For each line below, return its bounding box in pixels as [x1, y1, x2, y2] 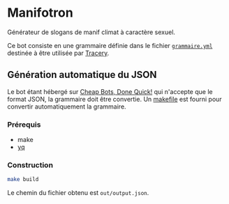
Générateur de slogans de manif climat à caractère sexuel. [7, 28, 176, 36]
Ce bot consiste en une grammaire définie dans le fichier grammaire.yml [7, 41, 213, 49]
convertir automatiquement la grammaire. [7, 102, 127, 111]
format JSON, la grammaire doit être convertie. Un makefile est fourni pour [7, 95, 222, 103]
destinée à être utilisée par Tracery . [7, 49, 110, 57]
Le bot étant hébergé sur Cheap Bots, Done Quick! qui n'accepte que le [7, 87, 213, 95]
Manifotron [7, 5, 73, 21]
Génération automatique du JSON [7, 69, 157, 81]
